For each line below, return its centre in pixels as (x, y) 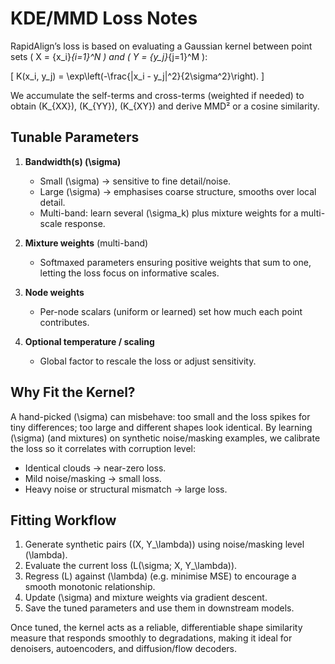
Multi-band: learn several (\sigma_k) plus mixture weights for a (169, 213)
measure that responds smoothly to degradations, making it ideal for (151, 638)
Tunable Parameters (75, 137)
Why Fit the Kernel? (73, 392)
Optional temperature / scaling (89, 341)
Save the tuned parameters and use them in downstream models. (159, 608)
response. (85, 223)
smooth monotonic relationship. (90, 587)
